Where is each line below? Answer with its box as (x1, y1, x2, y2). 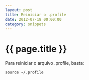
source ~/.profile (5, 70, 44, 75)
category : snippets (5, 21, 46, 27)
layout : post (5, 7, 33, 13)
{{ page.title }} (5, 44, 67, 55)
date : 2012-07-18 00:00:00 (5, 17, 62, 22)
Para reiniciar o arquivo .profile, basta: (5, 60, 84, 66)
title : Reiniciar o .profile (5, 12, 66, 17)
